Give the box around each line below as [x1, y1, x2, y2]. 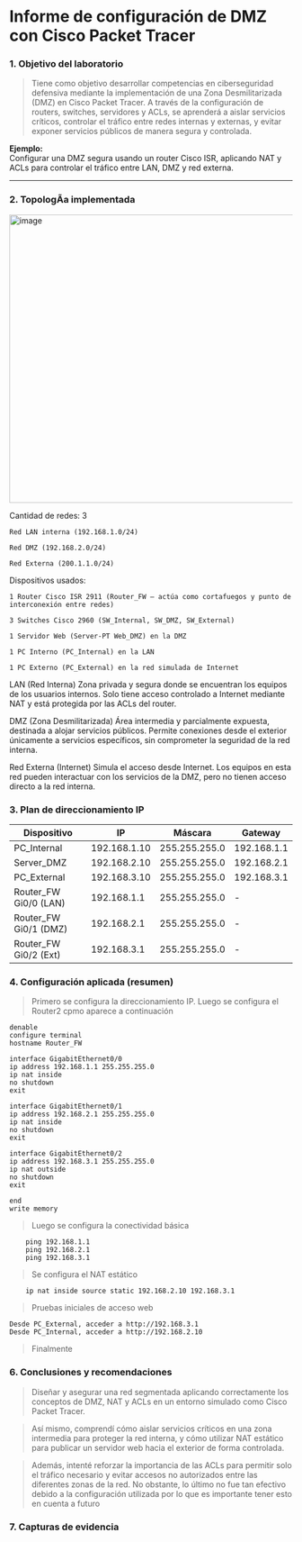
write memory [9, 1204, 58, 1213]
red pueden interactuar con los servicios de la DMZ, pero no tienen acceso [9, 771, 287, 782]
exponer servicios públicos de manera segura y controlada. [31, 126, 253, 137]
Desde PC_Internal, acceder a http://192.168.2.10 [9, 1328, 203, 1337]
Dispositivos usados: [9, 575, 86, 585]
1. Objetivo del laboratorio [9, 58, 124, 70]
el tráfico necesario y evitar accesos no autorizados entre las [31, 1469, 258, 1480]
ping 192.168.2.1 [25, 1246, 91, 1255]
